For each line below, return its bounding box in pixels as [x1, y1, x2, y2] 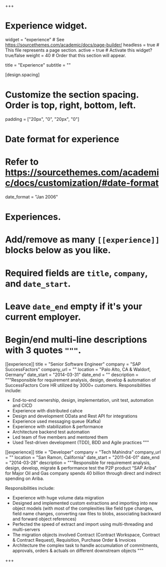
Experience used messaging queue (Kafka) [12, 418, 101, 424]
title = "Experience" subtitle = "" [5, 62, 71, 68]
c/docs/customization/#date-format [5, 178, 159, 189]
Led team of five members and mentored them [12, 434, 108, 440]
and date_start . [5, 278, 71, 289]
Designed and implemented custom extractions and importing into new [12, 500, 158, 506]
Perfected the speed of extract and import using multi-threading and [12, 521, 153, 527]
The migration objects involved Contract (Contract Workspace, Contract [12, 532, 160, 538]
